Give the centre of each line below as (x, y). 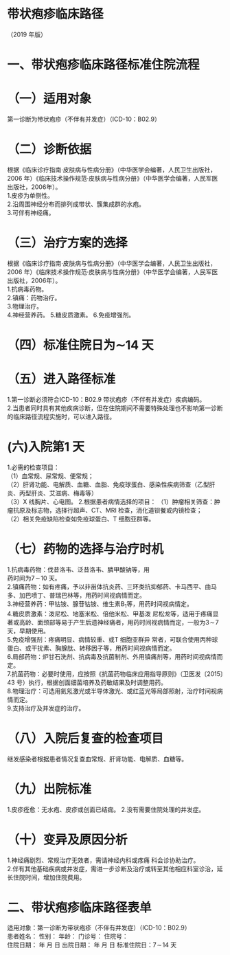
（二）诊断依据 (49, 149)
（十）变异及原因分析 (68, 840)
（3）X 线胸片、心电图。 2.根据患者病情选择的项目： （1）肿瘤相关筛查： (111, 502)
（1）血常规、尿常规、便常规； (50, 476)
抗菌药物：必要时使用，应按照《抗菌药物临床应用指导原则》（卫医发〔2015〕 (117, 673)
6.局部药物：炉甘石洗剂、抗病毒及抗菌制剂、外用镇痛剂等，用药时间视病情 (112, 656)
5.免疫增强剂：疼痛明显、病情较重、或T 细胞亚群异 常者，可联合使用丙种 (110, 639)
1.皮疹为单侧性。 (30, 195)
